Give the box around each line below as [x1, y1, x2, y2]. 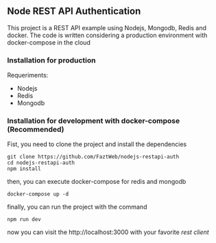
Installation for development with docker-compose [7, 116, 180, 126]
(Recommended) [7, 125, 64, 135]
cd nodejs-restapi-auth [7, 159, 75, 167]
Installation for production [7, 55, 96, 65]
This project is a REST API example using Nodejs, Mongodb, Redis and [7, 23, 207, 32]
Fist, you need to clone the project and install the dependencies [7, 140, 187, 148]
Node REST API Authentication [7, 5, 141, 17]
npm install [7, 165, 41, 172]
